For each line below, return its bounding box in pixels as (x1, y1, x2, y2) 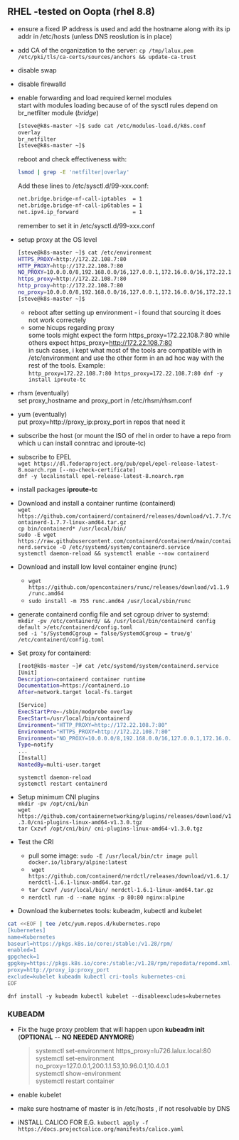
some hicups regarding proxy (28, 323, 115, 331)
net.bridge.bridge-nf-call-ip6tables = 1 (17, 202, 142, 209)
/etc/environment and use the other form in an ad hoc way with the (28, 353, 225, 362)
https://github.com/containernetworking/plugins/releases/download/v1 (17, 812, 232, 820)
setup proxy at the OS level (17, 235, 97, 244)
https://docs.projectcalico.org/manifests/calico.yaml (17, 1125, 184, 1133)
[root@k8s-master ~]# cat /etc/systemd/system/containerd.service (17, 662, 219, 669)
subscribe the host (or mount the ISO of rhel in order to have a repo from (17, 431, 231, 440)
